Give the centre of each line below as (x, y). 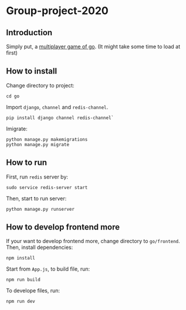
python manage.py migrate (38, 144)
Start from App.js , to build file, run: (48, 269)
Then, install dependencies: (40, 247)
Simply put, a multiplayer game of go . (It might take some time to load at (93, 46)
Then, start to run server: (36, 198)
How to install (32, 71)
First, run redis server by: (37, 177)
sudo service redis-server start (47, 187)
